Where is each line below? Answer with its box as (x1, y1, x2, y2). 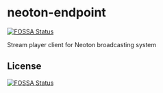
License (7, 60, 42, 72)
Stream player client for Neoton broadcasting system (7, 40, 157, 49)
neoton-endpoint (7, 5, 106, 21)
